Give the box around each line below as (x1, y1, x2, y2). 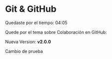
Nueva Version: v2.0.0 (5, 38, 51, 45)
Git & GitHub (5, 3, 57, 15)
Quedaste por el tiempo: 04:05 (5, 20, 68, 26)
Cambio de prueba (5, 48, 43, 54)
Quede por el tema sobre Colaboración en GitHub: (5, 29, 107, 35)
